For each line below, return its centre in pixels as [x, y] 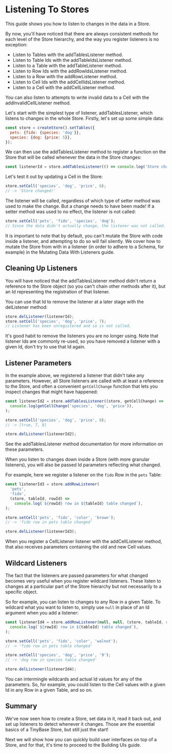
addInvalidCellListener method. [38, 103]
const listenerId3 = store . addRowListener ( [52, 484]
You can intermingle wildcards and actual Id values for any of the [74, 679]
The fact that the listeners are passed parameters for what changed [77, 575]
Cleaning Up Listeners [41, 268]
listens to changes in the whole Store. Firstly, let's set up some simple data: [85, 118]
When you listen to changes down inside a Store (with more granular [78, 460]
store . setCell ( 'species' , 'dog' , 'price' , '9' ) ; [58, 655]
